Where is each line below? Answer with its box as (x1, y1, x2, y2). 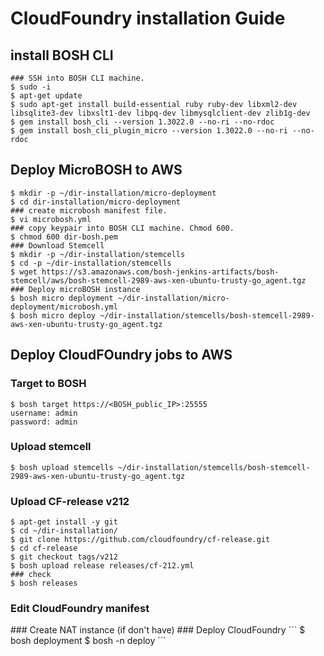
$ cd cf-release (10, 543, 78, 554)
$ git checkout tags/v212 (10, 552, 118, 562)
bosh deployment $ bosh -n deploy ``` (10, 635, 167, 647)
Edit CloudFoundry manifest (10, 602, 150, 616)
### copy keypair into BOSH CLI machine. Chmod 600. (10, 223, 235, 233)
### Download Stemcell (10, 240, 105, 251)
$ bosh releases (10, 578, 78, 589)
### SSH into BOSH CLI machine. (10, 73, 145, 83)
